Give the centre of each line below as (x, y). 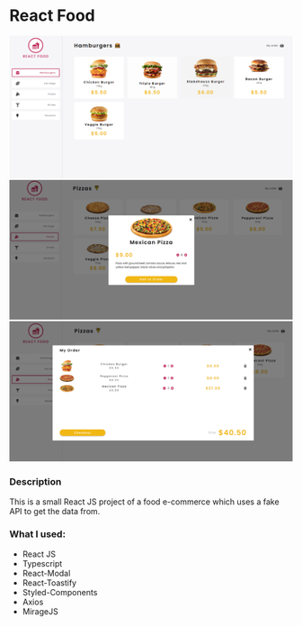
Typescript (42, 563)
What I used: (37, 534)
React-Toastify (49, 583)
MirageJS (40, 611)
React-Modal (46, 573)
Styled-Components (60, 592)
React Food (53, 16)
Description (36, 482)
